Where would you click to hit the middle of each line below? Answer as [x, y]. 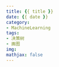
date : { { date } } [27, 17]
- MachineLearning [28, 28]
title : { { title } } [30, 11]
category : [18, 22]
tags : [13, 33]
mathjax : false [25, 55]
